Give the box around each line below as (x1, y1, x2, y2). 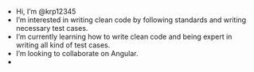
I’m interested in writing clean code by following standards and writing (15, 15, 247, 25)
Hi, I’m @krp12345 (15, 7, 76, 16)
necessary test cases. (15, 24, 88, 32)
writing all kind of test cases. (15, 40, 111, 50)
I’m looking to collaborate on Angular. (15, 49, 139, 58)
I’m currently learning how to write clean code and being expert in (15, 32, 233, 41)
